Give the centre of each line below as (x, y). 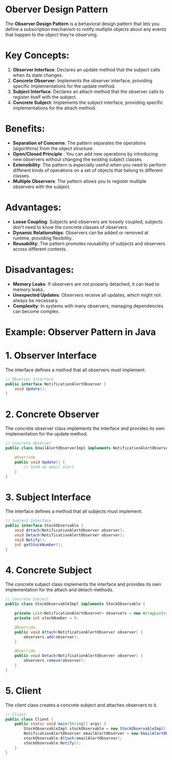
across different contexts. (40, 249)
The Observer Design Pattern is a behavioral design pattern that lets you (82, 24)
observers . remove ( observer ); (55, 661)
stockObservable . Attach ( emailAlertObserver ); (73, 738)
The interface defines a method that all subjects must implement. (74, 511)
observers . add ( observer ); (51, 637)
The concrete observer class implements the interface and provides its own (85, 428)
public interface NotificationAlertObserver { (56, 384)
